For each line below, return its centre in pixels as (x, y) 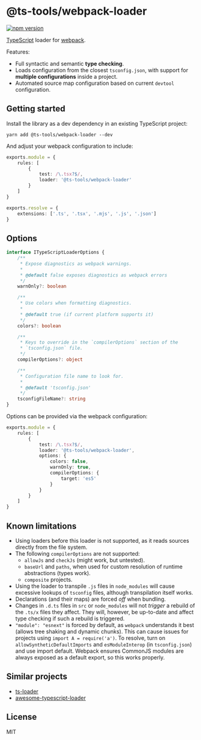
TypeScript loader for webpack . (46, 40)
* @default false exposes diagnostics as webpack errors (93, 275)
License (22, 717)
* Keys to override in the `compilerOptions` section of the (99, 343)
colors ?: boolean (39, 326)
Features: (18, 52)
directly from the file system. (51, 547)
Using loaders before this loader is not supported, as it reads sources (102, 541)
